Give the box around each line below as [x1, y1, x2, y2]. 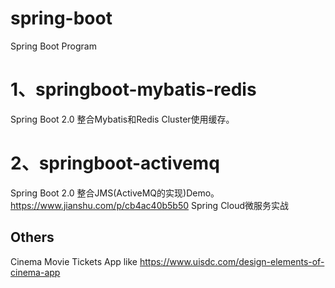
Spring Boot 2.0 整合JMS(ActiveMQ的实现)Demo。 [10, 187, 220, 199]
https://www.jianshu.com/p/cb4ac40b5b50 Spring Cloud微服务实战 [10, 199, 289, 211]
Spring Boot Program [10, 40, 97, 52]
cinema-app [10, 266, 61, 278]
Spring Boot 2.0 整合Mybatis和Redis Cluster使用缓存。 [10, 113, 235, 125]
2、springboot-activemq [10, 152, 220, 175]
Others [10, 229, 55, 246]
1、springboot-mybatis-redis [10, 78, 257, 101]
